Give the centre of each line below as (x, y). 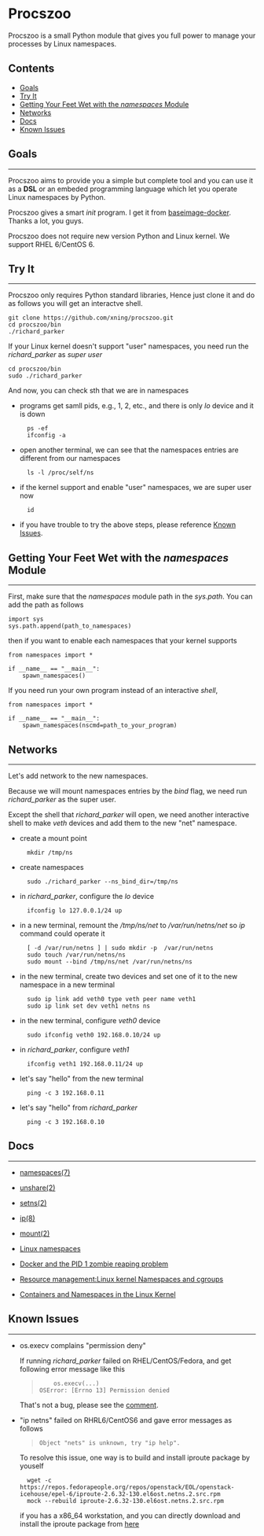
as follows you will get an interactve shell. (75, 304)
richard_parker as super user (55, 355)
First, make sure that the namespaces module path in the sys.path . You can (130, 597)
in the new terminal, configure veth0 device (90, 1020)
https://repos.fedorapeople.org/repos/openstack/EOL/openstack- (127, 1487)
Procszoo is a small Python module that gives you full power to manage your (132, 35)
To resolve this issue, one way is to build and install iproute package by (134, 1457)
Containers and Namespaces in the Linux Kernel (97, 1294)
